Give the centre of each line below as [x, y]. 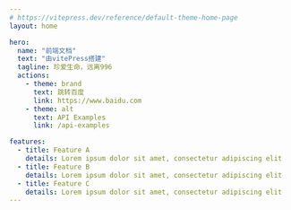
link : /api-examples [71, 126]
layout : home [34, 26]
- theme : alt [50, 109]
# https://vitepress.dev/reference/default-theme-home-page [124, 17]
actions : [34, 76]
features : [28, 142]
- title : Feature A [54, 150]
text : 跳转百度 [59, 92]
